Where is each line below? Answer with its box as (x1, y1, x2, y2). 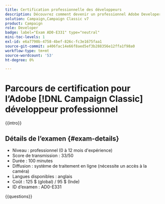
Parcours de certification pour (5, 83, 131, 94)
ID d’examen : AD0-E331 (12, 184, 62, 190)
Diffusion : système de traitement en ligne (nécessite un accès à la (12, 163, 147, 169)
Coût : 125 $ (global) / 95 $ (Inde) (12, 179, 80, 184)
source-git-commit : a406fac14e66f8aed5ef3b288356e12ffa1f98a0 (5, 44, 135, 49)
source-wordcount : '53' (5, 53, 54, 58)
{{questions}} (5, 194, 33, 199)
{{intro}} (5, 120, 22, 126)
